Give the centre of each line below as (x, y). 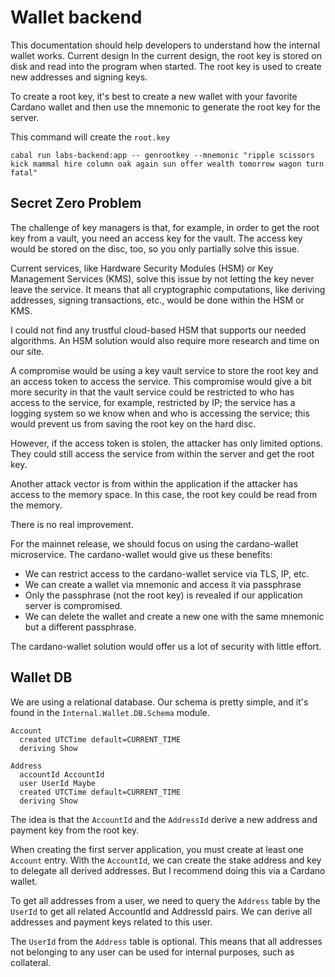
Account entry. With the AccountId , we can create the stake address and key (166, 860)
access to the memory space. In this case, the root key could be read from (164, 494)
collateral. (31, 962)
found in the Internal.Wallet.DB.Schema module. (110, 712)
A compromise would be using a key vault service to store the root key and (164, 370)
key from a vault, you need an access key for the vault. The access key (156, 238)
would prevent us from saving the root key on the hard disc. (133, 423)
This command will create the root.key (90, 137)
